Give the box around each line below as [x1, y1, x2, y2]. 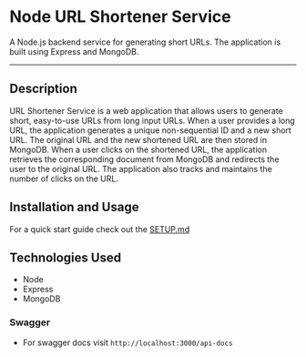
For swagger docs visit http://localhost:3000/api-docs [22, 337, 233, 348]
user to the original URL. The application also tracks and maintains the [9, 163, 273, 174]
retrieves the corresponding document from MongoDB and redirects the [9, 153, 280, 165]
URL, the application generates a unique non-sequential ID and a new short [9, 125, 291, 136]
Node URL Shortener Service [9, 6, 231, 27]
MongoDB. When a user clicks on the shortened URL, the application [9, 144, 267, 155]
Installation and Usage [9, 199, 139, 215]
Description [9, 81, 77, 97]
